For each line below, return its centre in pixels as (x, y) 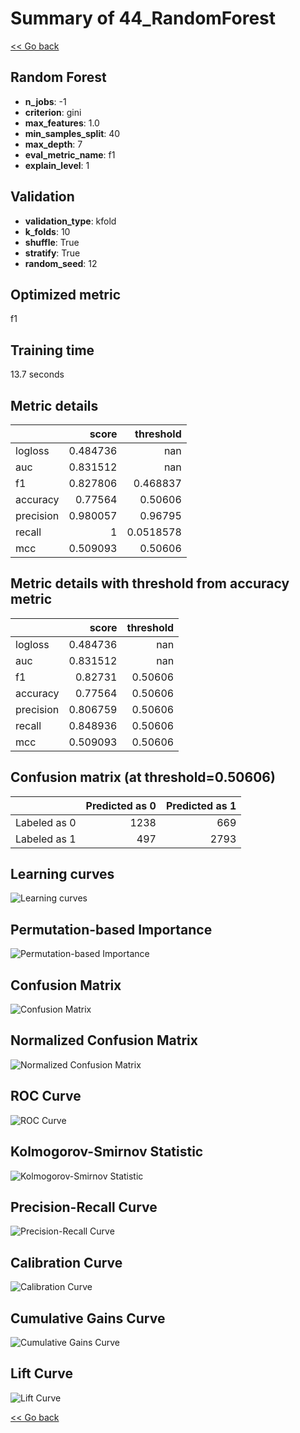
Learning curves (62, 874)
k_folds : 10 (47, 231)
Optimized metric (66, 294)
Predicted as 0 (121, 805)
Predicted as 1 (201, 805)
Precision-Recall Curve (84, 1207)
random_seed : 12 (61, 263)
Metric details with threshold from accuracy (150, 583)
